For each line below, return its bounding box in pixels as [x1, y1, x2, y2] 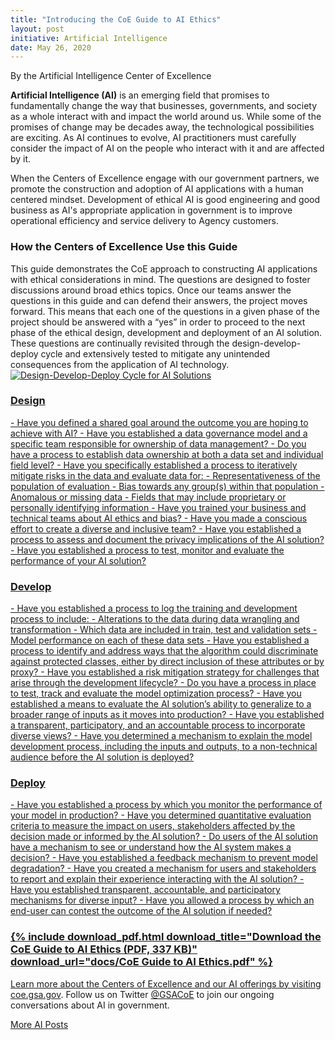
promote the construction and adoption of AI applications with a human [10, 183, 304, 195]
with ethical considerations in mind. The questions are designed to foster [10, 273, 311, 285]
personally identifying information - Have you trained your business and [10, 501, 307, 513]
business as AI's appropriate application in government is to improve [10, 204, 293, 216]
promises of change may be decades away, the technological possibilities [10, 121, 315, 133]
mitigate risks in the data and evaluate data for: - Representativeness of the [10, 469, 321, 481]
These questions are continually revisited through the [10, 337, 230, 349]
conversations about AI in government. [10, 999, 170, 1011]
